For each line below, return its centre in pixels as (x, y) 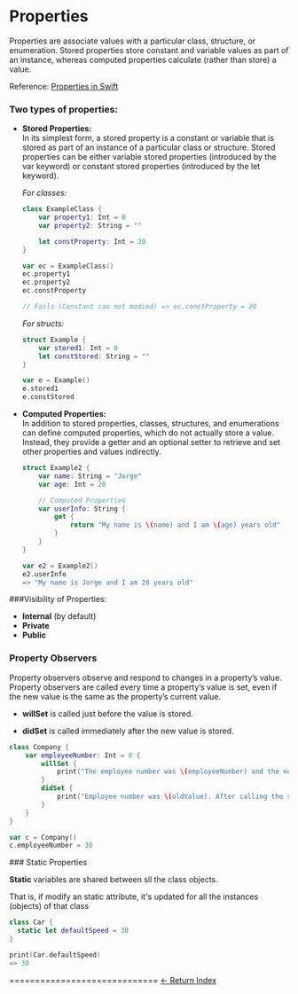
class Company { (39, 747)
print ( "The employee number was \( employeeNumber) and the (168, 772)
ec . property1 (46, 274)
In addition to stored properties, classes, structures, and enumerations (150, 424)
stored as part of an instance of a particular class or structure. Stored (149, 147)
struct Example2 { (56, 468)
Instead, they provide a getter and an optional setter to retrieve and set (151, 442)
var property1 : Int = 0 (82, 218)
